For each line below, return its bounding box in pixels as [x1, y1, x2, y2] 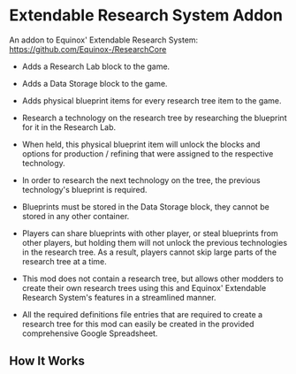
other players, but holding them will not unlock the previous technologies [21, 237, 288, 248]
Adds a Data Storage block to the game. [21, 78, 168, 88]
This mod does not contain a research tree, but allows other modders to [21, 273, 285, 284]
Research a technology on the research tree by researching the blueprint [21, 112, 287, 123]
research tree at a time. [21, 256, 108, 266]
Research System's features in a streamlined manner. [21, 292, 216, 302]
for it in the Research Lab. [21, 121, 117, 133]
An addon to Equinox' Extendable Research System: [9, 34, 199, 45]
